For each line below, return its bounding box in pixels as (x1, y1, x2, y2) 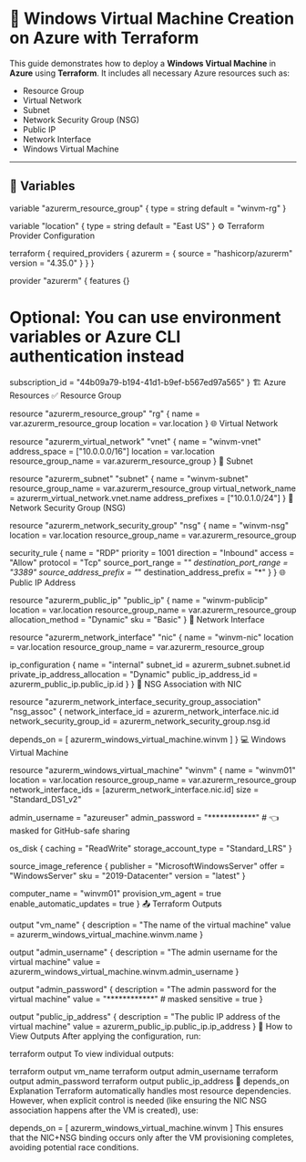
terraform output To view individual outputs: (9, 1048, 175, 1059)
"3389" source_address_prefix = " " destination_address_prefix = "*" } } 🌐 (9, 566, 286, 578)
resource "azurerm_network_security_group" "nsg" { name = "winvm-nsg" (9, 519, 290, 530)
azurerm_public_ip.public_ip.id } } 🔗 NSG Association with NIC (9, 678, 242, 689)
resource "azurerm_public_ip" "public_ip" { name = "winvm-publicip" (9, 594, 269, 605)
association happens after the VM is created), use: (9, 1104, 199, 1115)
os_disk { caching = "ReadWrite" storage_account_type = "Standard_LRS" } (9, 843, 293, 853)
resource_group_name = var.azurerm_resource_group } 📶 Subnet (9, 455, 253, 466)
